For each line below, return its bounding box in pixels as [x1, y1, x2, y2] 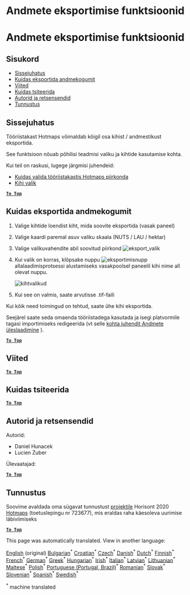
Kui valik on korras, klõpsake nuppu [14, 256, 100, 263]
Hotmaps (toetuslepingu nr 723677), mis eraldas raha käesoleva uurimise [6, 510, 182, 517]
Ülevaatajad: [6, 461, 36, 468]
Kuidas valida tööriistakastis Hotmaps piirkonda [14, 174, 129, 180]
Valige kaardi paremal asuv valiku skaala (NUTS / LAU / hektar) [14, 233, 166, 240]
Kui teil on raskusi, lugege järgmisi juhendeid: [6, 162, 115, 169]
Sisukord [6, 54, 40, 64]
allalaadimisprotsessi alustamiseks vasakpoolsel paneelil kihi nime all [14, 262, 181, 269]
